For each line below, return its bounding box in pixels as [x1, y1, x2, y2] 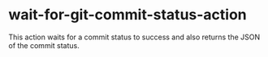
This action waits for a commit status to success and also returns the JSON [8, 32, 261, 42]
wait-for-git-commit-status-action [8, 6, 248, 24]
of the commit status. [8, 40, 80, 50]
